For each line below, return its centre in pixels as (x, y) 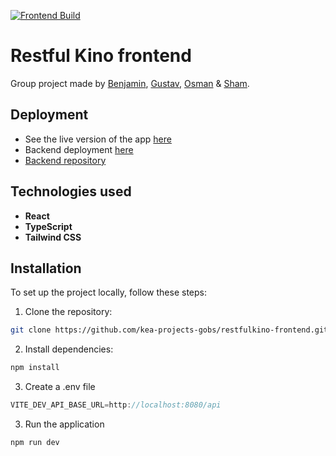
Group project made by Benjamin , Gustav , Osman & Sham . (130, 83)
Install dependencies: (69, 349)
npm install (35, 368)
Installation (46, 268)
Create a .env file (60, 387)
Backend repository (65, 160)
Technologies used (71, 191)
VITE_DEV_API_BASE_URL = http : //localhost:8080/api (116, 405)
